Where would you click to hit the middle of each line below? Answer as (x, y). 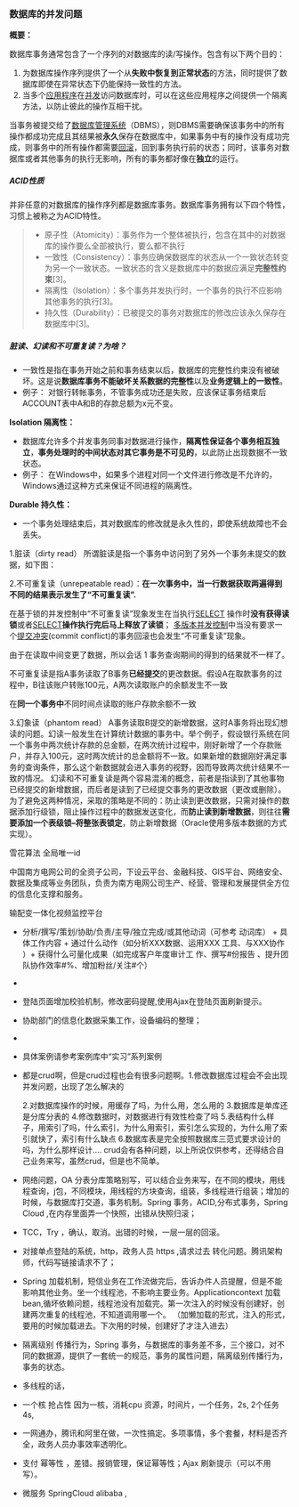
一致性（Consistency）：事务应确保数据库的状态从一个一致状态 (159, 257)
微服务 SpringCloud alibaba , (74, 1494)
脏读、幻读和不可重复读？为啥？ (68, 345)
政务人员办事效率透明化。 (85, 1445)
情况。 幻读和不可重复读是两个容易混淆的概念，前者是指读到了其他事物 (154, 778)
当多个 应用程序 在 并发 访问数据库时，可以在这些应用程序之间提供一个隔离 (154, 95)
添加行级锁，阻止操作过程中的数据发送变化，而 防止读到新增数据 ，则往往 (149, 812)
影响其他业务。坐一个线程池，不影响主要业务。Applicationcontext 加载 (151, 1292)
